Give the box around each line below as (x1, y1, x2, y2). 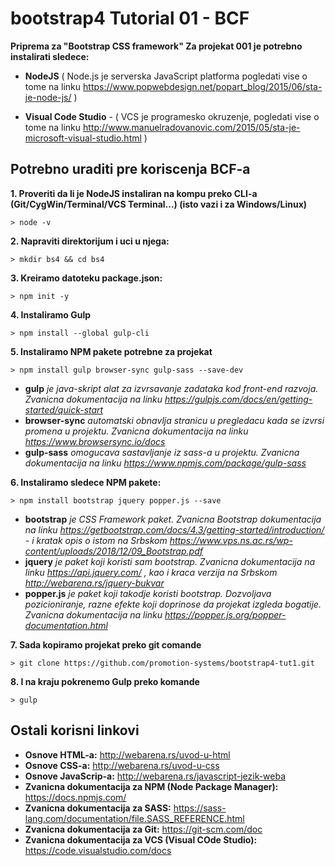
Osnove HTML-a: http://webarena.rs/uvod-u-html (24, 748, 231, 761)
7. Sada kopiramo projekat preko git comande (10, 638, 202, 651)
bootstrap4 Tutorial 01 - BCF (10, 7, 250, 30)
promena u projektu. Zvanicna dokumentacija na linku (24, 425, 249, 437)
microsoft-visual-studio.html (24, 132, 142, 144)
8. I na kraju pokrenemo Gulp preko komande (10, 675, 200, 687)
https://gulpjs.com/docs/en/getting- (164, 393, 313, 405)
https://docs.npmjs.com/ (24, 791, 127, 803)
